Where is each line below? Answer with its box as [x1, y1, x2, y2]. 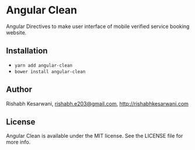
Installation [6, 46, 48, 56]
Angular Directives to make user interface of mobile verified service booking [6, 23, 190, 30]
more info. [6, 138, 31, 146]
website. [6, 29, 27, 36]
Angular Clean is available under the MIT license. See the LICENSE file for [6, 132, 183, 139]
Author [6, 85, 32, 95]
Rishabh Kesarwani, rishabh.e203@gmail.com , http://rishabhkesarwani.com [6, 100, 189, 107]
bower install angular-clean [14, 68, 86, 75]
